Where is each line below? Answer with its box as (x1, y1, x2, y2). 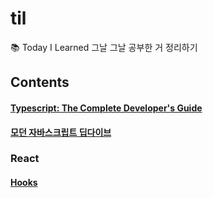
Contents (10, 74, 70, 91)
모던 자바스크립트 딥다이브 (10, 126, 112, 138)
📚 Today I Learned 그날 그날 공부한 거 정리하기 (10, 41, 198, 53)
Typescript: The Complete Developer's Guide (10, 102, 203, 114)
